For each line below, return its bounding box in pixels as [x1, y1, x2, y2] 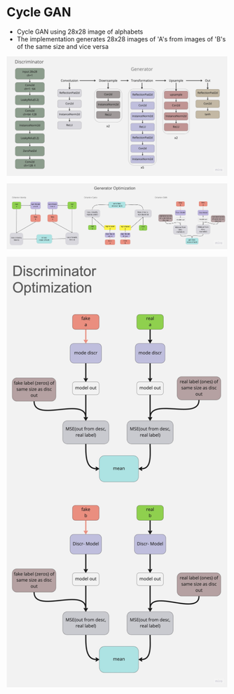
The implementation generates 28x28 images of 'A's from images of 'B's [16, 34, 226, 43]
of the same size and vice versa [16, 42, 109, 50]
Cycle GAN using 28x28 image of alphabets [16, 27, 144, 36]
